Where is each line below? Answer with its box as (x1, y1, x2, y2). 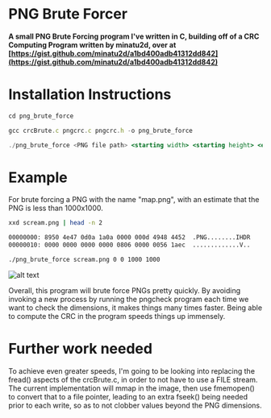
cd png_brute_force (8, 112, 74, 120)
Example (8, 168, 68, 186)
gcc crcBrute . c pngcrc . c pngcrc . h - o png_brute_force (8, 126, 194, 135)
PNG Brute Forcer (8, 5, 127, 23)
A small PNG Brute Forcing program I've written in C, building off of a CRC (8, 31, 260, 41)
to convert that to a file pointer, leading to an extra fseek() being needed (8, 391, 248, 401)
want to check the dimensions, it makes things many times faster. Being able (8, 303, 263, 312)
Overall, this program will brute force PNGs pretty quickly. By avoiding (8, 285, 241, 295)
